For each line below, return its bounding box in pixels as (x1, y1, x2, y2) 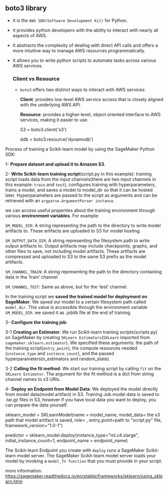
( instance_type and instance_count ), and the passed (5, 351, 114, 357)
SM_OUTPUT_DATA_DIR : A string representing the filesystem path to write (5, 237, 150, 243)
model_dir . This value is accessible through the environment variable (5, 304, 148, 310)
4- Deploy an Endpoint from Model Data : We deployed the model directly (5, 386, 158, 392)
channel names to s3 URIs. (5, 376, 61, 382)
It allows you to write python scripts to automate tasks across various (12, 57, 156, 63)
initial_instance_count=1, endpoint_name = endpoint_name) (5, 438, 128, 444)
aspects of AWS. (12, 32, 47, 38)
